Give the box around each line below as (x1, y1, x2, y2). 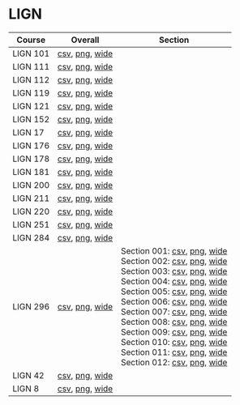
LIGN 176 (12, 139, 50, 151)
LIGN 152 (12, 113, 50, 125)
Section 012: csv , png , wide (120, 356, 228, 368)
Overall (71, 34, 100, 45)
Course (16, 34, 46, 45)
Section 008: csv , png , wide (120, 316, 228, 327)
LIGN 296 (12, 301, 50, 312)
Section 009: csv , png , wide (120, 326, 228, 337)
